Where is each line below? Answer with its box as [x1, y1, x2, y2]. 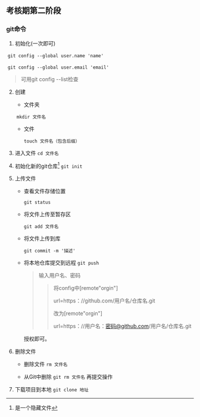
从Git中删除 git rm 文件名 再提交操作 [23, 373, 113, 381]
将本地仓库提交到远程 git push [23, 259, 99, 267]
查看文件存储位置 [23, 187, 66, 195]
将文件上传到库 [23, 235, 61, 242]
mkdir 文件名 [16, 114, 46, 120]
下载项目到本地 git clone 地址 [14, 386, 89, 393]
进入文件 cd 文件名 [14, 149, 59, 156]
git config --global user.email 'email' [7, 64, 109, 70]
